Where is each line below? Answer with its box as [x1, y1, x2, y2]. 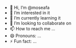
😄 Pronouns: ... [9, 33, 42, 39]
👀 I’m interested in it [9, 10, 50, 16]
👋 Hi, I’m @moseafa [9, 5, 50, 10]
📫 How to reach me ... [9, 26, 55, 31]
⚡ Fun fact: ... [9, 38, 37, 44]
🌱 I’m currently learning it [9, 15, 61, 21]
